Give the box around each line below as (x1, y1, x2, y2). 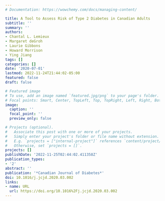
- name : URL (5, 184, 29, 189)
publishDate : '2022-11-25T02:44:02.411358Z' (5, 152, 98, 157)
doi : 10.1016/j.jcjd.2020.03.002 (5, 175, 74, 180)
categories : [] (5, 62, 36, 67)
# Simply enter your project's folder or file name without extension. (5, 134, 160, 139)
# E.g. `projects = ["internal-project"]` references (5, 138, 122, 144)
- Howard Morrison (5, 48, 43, 53)
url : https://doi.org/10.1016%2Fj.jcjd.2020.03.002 (9, 189, 118, 194)
